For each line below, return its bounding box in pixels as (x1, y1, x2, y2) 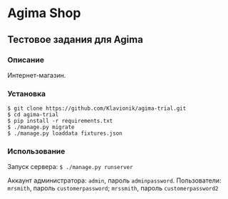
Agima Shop (7, 5, 81, 21)
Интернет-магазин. (7, 71, 66, 79)
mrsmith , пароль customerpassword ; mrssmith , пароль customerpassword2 (7, 184, 219, 193)
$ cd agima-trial (7, 111, 59, 118)
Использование (7, 146, 66, 156)
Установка (7, 88, 46, 98)
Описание (7, 55, 45, 65)
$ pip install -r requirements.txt (7, 118, 113, 125)
